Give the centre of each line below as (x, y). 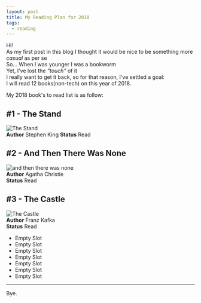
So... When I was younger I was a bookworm (61, 65)
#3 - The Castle (36, 199)
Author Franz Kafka (31, 220)
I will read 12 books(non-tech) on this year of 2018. (69, 84)
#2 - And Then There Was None (66, 153)
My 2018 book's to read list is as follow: (55, 95)
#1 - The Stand (34, 114)
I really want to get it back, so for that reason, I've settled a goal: (86, 77)
